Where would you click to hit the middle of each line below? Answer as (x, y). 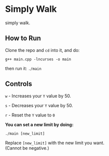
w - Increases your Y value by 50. (38, 96)
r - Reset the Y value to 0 (30, 115)
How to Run (23, 38)
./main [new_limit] (25, 134)
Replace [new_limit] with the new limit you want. (55, 143)
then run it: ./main (23, 68)
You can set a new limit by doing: (39, 124)
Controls (19, 84)
